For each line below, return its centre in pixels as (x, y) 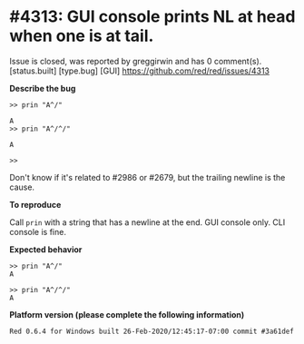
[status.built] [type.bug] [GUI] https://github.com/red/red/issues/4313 (140, 71)
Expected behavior (46, 249)
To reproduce (35, 204)
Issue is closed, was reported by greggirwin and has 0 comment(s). (136, 61)
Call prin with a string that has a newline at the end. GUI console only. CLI (147, 222)
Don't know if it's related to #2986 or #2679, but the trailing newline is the (147, 177)
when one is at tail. (82, 36)
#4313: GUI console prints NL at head (152, 17)
